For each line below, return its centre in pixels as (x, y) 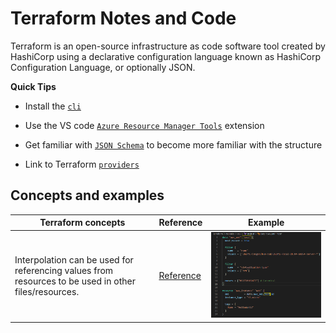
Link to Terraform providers (82, 164)
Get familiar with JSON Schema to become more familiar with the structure (173, 144)
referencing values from (64, 270)
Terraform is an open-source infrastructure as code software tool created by (168, 46)
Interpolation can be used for (74, 259)
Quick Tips (33, 86)
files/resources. (47, 291)
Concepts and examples (87, 195)
